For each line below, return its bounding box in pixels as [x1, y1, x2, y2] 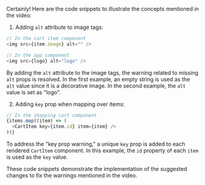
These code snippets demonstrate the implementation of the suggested [6, 165, 188, 172]
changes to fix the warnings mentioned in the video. [6, 172, 138, 179]
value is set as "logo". [6, 88, 61, 96]
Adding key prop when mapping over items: [15, 100, 125, 108]
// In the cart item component [6, 36, 86, 42]
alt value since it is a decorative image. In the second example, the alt [6, 82, 186, 89]
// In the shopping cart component [6, 112, 97, 118]
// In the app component [6, 52, 70, 58]
